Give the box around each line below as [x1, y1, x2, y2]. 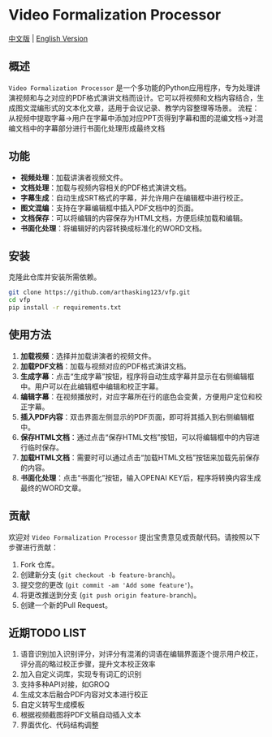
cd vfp [8, 296, 31, 304]
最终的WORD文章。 [19, 483, 86, 493]
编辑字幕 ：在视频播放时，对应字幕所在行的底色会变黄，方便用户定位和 [19, 391, 256, 401]
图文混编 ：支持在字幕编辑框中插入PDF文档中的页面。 [19, 203, 199, 213]
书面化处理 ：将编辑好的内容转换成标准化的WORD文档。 [19, 223, 207, 233]
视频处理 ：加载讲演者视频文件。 [19, 172, 127, 182]
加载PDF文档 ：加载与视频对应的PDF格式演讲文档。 [19, 361, 191, 371]
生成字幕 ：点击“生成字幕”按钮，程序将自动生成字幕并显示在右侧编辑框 [19, 371, 255, 381]
